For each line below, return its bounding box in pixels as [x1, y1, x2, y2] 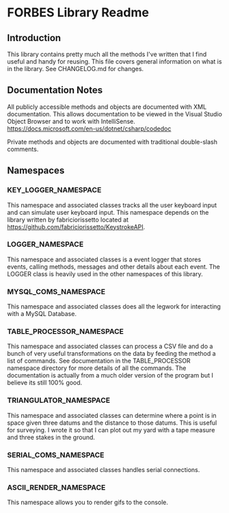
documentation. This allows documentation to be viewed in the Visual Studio [7, 109, 222, 118]
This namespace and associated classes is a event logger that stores [7, 255, 202, 263]
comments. [7, 145, 39, 153]
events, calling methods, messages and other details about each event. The [7, 262, 220, 271]
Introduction [7, 32, 62, 44]
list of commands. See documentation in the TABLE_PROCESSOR [7, 357, 191, 365]
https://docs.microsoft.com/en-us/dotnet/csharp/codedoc [7, 124, 172, 133]
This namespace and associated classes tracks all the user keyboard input [7, 200, 217, 209]
